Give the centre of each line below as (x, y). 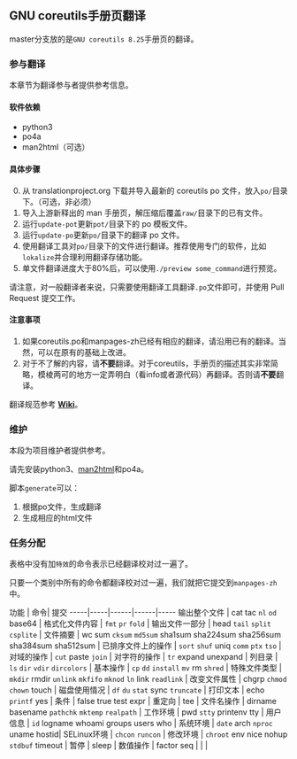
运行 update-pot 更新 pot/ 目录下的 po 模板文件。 (107, 223)
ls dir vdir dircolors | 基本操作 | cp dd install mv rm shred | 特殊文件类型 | (146, 668)
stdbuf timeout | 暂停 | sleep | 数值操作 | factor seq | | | (109, 746)
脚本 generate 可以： (45, 488)
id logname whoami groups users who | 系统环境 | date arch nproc (152, 724)
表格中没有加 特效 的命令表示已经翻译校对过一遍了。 (101, 564)
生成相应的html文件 (57, 518)
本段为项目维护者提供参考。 (60, 451)
